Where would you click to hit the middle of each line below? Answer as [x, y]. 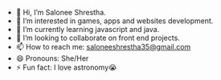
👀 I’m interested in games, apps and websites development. [115, 21]
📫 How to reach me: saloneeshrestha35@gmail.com [103, 47]
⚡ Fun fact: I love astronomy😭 [66, 67]
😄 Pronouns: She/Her [52, 58]
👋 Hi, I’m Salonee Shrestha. [61, 12]
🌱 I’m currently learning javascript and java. [88, 29]
